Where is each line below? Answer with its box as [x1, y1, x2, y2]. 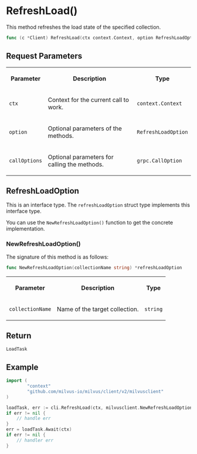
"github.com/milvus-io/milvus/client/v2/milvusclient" [27, 388, 164, 394]
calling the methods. [47, 160, 104, 168]
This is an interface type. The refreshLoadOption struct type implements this [6, 201, 191, 209]
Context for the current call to [47, 96, 130, 104]
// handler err [16, 437, 54, 443]
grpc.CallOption [137, 157, 182, 164]
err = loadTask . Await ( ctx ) [6, 426, 72, 432]
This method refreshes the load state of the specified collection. [6, 23, 161, 31]
